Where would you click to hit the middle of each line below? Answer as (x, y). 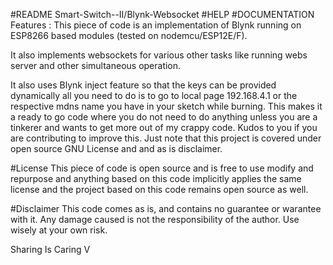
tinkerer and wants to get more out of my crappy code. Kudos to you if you (164, 127)
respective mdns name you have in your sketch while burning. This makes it (166, 106)
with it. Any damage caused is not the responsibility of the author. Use (155, 219)
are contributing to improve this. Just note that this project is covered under (166, 138)
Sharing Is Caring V (50, 249)
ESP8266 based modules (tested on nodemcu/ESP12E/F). (129, 35)
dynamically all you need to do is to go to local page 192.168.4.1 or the (154, 95)
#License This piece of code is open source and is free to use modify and (162, 168)
